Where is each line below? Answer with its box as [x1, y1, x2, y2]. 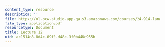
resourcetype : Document [5, 25, 54, 30]
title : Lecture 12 [5, 30, 43, 35]
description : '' [5, 12, 38, 17]
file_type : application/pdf [5, 21, 63, 26]
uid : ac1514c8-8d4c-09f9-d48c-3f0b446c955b [5, 35, 96, 40]
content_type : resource [5, 7, 54, 12]
